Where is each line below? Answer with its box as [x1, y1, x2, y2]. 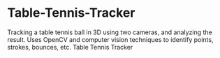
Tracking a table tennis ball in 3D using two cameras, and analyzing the [7, 28, 213, 36]
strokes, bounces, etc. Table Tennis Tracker [7, 43, 133, 51]
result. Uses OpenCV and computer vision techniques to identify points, [7, 35, 214, 43]
